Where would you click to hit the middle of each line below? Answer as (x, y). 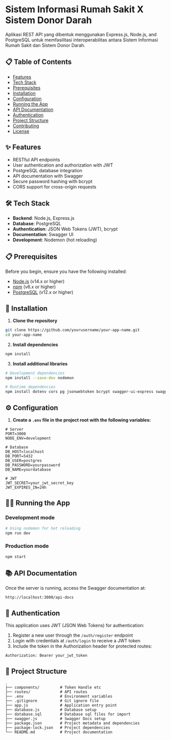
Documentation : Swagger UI (43, 235)
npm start (16, 557)
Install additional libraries (40, 363)
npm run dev (18, 533)
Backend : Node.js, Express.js (44, 218)
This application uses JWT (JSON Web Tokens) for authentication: (75, 626)
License (21, 131)
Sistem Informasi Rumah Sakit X (75, 9)
